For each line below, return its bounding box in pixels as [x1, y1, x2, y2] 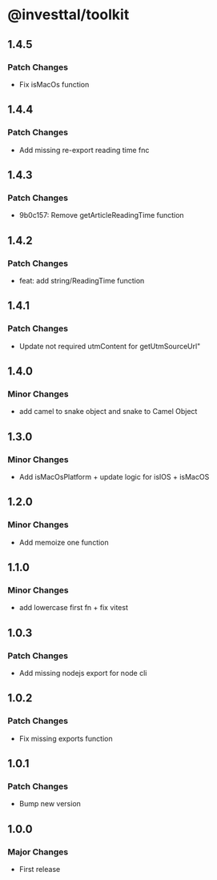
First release [18, 865, 61, 874]
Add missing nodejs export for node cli [18, 669, 147, 678]
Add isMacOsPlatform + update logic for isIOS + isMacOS [18, 472, 210, 481]
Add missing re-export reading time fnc [18, 145, 150, 155]
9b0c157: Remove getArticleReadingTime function [18, 211, 185, 220]
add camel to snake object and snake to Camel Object [18, 407, 198, 416]
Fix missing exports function [18, 733, 113, 743]
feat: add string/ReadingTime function [18, 275, 145, 285]
